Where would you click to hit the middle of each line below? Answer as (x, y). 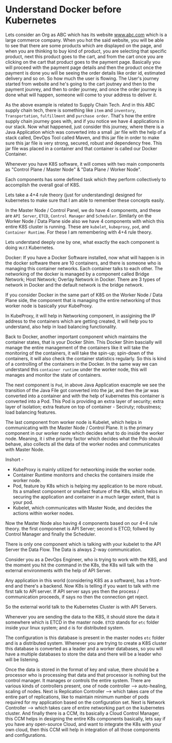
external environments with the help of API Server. (59, 570)
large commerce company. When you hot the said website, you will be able (85, 40)
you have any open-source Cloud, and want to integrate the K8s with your (84, 724)
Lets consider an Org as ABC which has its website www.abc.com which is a (86, 34)
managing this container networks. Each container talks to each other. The (84, 268)
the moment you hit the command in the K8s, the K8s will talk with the (79, 565)
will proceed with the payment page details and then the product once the (84, 67)
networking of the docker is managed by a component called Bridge (78, 274)
